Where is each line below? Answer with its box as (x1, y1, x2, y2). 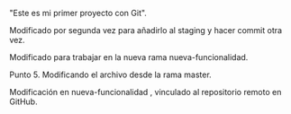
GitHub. (9, 96, 38, 107)
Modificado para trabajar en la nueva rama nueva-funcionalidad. (9, 52, 249, 62)
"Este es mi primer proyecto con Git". (9, 8, 147, 18)
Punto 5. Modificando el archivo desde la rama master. (9, 69, 212, 80)
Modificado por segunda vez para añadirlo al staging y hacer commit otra (9, 25, 282, 35)
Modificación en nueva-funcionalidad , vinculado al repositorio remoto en (9, 87, 282, 97)
